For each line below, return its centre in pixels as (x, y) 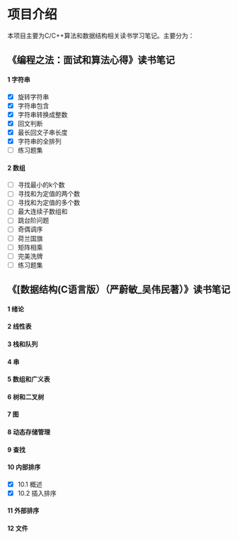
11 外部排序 (23, 511)
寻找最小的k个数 (41, 185)
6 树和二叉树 (26, 397)
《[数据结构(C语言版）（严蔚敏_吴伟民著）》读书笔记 (119, 289)
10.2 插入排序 (37, 493)
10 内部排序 (24, 467)
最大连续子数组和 (42, 212)
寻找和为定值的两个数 (49, 194)
